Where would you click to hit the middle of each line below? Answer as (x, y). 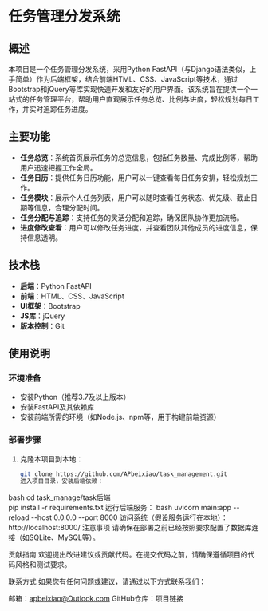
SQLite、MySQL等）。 (64, 537)
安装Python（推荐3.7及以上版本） (75, 397)
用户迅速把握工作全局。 (58, 167)
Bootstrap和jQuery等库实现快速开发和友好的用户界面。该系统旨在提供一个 (130, 89)
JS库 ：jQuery (42, 316)
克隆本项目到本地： (51, 459)
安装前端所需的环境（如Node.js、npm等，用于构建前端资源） (120, 417)
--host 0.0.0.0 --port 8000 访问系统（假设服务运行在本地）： (130, 517)
